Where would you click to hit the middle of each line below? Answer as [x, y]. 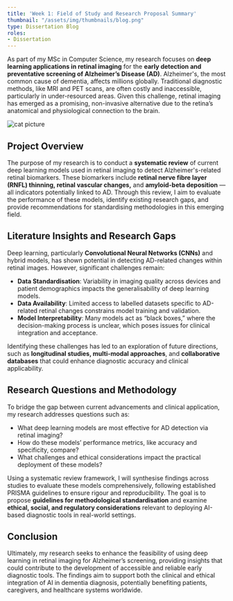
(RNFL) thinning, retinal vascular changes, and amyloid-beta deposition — [116, 185]
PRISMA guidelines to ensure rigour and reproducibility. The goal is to [106, 493]
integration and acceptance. [58, 332]
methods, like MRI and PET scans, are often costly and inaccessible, [105, 89]
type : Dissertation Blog [43, 26]
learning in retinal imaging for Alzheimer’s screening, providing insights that [115, 561]
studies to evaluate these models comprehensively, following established [112, 485]
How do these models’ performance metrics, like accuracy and [107, 442]
